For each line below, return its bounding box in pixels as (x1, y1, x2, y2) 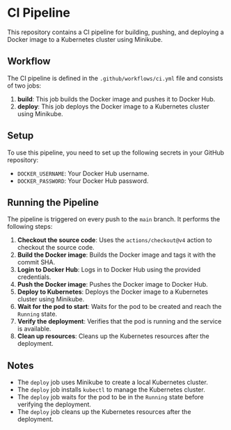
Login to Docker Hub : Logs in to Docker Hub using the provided (17, 266, 201, 274)
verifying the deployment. (17, 400, 92, 408)
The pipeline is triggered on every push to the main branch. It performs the (7, 215, 221, 223)
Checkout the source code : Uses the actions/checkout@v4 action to (17, 236, 212, 244)
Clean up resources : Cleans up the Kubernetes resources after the (17, 332, 210, 340)
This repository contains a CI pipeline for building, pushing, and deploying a (7, 28, 224, 36)
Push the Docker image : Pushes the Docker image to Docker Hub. (17, 280, 209, 289)
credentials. (17, 273, 51, 281)
